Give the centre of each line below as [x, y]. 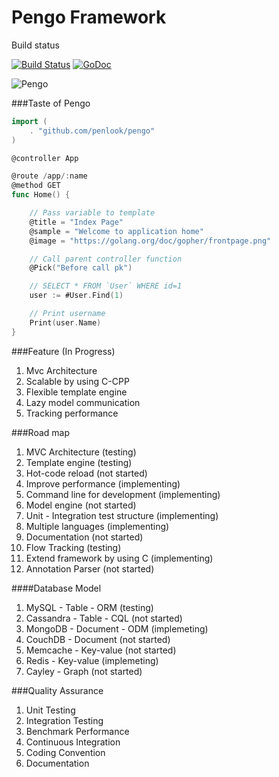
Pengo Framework [89, 17]
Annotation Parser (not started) [90, 568]
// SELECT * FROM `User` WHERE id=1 [106, 286]
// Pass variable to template [92, 213]
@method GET [36, 186]
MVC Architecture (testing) [81, 452]
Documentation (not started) [84, 537]
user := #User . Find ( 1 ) [76, 296]
